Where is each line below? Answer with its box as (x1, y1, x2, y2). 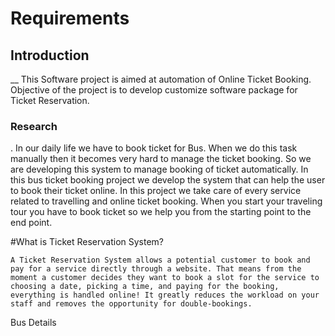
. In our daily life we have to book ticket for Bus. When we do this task (10, 142, 298, 154)
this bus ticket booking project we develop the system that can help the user (10, 174, 326, 186)
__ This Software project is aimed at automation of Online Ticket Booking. (10, 73, 312, 85)
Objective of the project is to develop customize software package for (10, 84, 298, 96)
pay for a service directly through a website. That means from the (10, 264, 302, 274)
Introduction (10, 47, 90, 64)
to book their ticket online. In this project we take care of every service (10, 185, 302, 197)
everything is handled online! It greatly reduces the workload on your (10, 290, 320, 301)
